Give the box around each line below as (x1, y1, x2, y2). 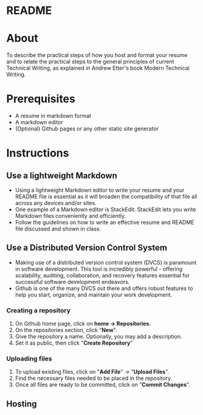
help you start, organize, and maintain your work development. (15, 291, 173, 298)
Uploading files (6, 354, 52, 363)
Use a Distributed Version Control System (6, 243, 167, 253)
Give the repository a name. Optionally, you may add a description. (15, 333, 182, 340)
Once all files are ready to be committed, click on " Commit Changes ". (15, 381, 190, 388)
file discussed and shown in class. (15, 225, 101, 232)
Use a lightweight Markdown (6, 170, 117, 181)
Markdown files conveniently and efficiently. (15, 212, 126, 220)
